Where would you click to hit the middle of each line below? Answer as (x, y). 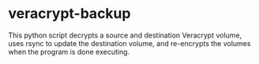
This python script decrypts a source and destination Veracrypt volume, (125, 35)
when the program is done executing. (69, 52)
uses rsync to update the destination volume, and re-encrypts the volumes (129, 43)
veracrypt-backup (69, 14)
